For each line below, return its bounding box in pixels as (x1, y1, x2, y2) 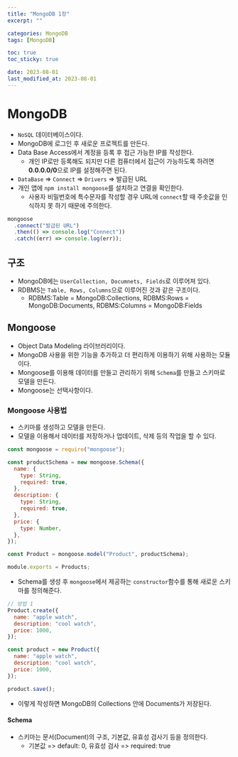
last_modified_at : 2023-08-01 (7, 75, 97, 82)
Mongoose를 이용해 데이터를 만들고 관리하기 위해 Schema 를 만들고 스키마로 (17, 368, 226, 376)
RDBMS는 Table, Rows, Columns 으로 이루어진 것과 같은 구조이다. (17, 285, 200, 294)
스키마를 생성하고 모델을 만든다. (17, 423, 105, 432)
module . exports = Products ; (7, 564, 91, 571)
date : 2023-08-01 (7, 69, 59, 76)
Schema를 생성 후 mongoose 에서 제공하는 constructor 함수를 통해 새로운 (17, 577, 218, 586)
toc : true (7, 49, 37, 57)
